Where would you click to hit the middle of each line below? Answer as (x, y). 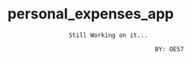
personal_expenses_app (91, 14)
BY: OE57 (169, 49)
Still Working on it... (108, 35)
